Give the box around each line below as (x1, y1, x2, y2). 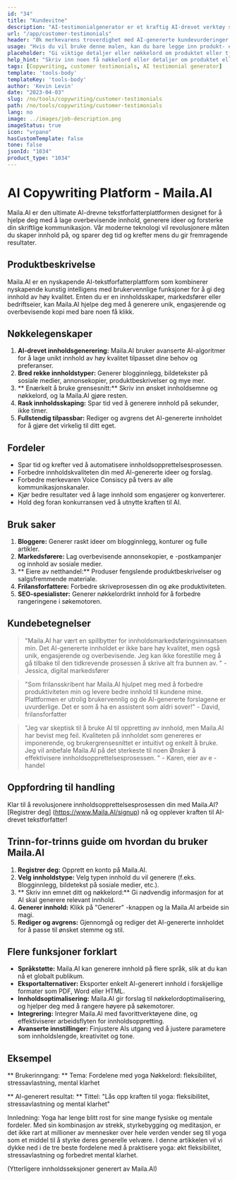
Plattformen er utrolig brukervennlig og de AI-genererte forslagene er (24, 695, 226, 703)
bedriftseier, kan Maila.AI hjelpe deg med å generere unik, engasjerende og (7, 300, 226, 308)
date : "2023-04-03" (7, 89, 65, 96)
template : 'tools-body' (7, 69, 78, 76)
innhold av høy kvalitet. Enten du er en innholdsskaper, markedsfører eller (7, 292, 221, 300)
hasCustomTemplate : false (7, 135, 83, 142)
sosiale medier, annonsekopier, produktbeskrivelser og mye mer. (17, 377, 206, 385)
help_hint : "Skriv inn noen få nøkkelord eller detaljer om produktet (7, 56, 219, 63)
